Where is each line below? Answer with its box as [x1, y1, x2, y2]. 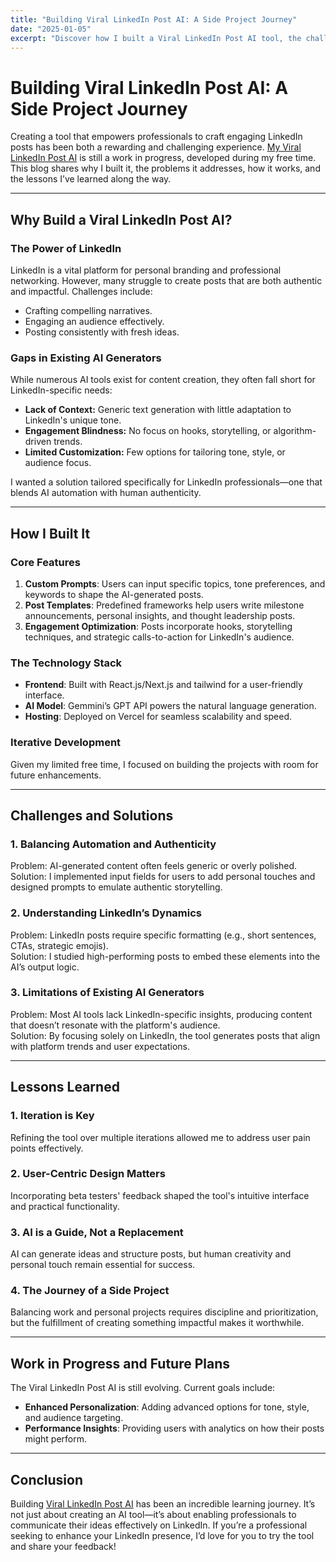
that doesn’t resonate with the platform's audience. [10, 1019, 221, 1031]
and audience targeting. [24, 1412, 124, 1424]
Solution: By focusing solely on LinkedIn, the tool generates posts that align [10, 1029, 321, 1041]
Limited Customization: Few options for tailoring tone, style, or [24, 446, 286, 458]
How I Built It [10, 525, 91, 542]
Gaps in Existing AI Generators [10, 351, 162, 365]
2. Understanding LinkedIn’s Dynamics [10, 906, 202, 920]
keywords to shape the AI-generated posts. [24, 588, 204, 600]
